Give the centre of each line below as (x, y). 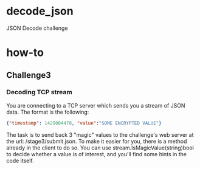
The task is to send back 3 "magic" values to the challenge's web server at (100, 134)
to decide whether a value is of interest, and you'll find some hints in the (97, 154)
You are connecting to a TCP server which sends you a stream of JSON (96, 105)
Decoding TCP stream (40, 92)
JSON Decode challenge (37, 28)
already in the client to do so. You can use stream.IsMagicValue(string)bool (100, 148)
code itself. (20, 160)
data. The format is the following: (48, 112)
